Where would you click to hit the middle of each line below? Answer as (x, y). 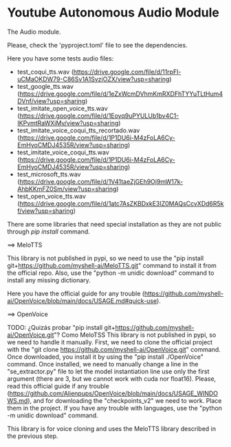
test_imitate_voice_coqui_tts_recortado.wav (78, 130)
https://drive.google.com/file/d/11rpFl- (127, 72)
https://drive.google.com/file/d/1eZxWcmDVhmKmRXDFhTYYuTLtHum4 (121, 94)
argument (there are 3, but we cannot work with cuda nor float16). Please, (112, 378)
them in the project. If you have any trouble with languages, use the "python (114, 408)
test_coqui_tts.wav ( (45, 72)
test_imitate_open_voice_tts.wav (62, 108)
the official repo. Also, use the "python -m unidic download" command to (111, 273)
